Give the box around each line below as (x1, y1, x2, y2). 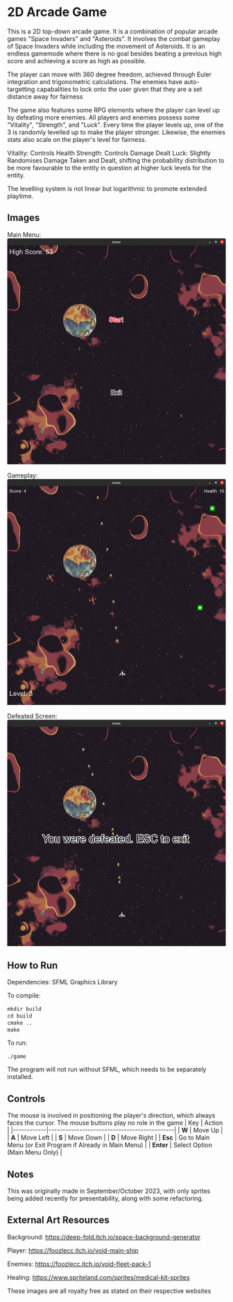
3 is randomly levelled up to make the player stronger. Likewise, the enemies (7, 128, 225, 136)
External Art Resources (7, 1214, 110, 1226)
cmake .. (7, 1020, 33, 1027)
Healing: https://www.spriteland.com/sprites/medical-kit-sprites (7, 1273, 190, 1281)
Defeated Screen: (7, 712, 58, 720)
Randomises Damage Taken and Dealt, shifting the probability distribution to (7, 156, 225, 164)
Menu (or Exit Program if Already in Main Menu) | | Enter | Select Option (7, 1141, 213, 1149)
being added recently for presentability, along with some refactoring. (7, 1194, 204, 1203)
